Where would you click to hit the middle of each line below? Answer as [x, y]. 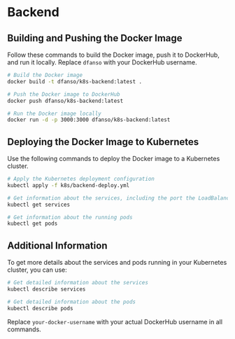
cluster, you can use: [37, 270]
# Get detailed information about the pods [72, 302]
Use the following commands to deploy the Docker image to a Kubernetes [114, 159]
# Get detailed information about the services [78, 283]
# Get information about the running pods [70, 217]
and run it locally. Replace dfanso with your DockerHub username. [102, 62]
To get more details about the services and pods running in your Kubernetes [117, 263]
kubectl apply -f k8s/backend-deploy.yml [69, 185]
